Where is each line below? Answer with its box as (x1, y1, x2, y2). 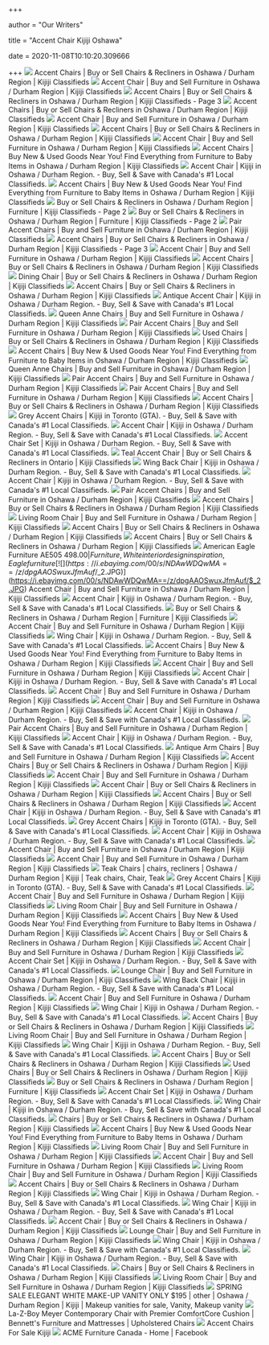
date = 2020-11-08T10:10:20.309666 (8, 51, 130, 60)
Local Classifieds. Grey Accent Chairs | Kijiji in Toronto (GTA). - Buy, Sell (8, 817, 257, 826)
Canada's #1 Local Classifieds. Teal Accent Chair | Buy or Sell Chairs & (8, 448, 252, 457)
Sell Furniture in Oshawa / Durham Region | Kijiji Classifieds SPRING (8, 1282, 243, 1291)
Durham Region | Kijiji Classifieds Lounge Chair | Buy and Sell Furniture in (8, 1226, 261, 1235)
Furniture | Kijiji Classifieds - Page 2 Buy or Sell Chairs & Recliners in (8, 207, 245, 216)
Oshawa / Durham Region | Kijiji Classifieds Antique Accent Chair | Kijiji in (8, 291, 261, 300)
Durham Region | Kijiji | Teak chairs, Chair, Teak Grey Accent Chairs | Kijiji (8, 873, 261, 883)
